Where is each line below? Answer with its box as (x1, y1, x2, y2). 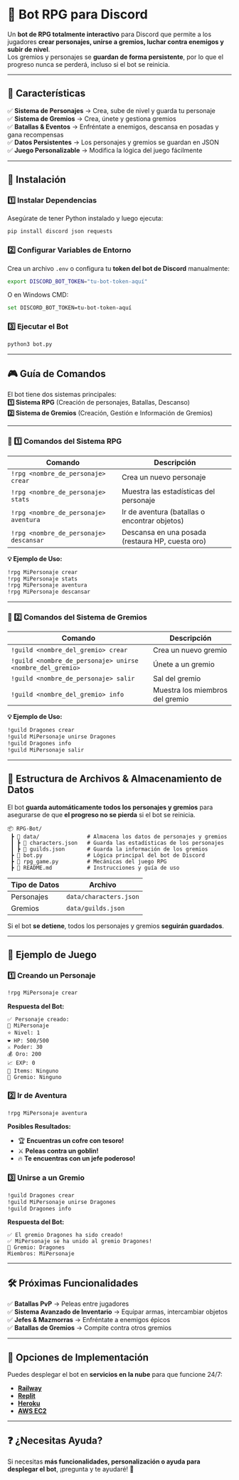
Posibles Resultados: (7, 1122, 71, 1131)
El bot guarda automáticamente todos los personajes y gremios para (7, 803, 213, 811)
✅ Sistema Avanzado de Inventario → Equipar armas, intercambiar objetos (7, 1308, 228, 1316)
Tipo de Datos (11, 880, 60, 890)
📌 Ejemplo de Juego (7, 949, 97, 961)
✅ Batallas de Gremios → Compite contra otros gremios (7, 1324, 172, 1332)
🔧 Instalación (7, 174, 66, 186)
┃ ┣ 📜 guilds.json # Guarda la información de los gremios (10, 846, 208, 853)
